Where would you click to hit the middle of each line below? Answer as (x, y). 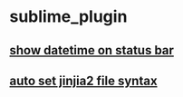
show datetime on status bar (92, 50)
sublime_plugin (68, 17)
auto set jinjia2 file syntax (83, 80)
